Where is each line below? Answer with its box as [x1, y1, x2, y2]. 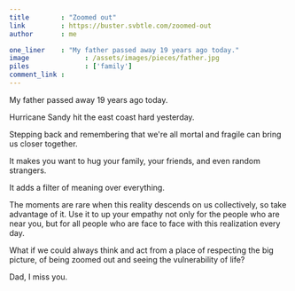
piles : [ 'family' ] [9, 62, 133, 71]
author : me [9, 29, 77, 38]
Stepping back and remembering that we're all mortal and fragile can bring [9, 129, 282, 139]
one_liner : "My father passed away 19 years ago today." [9, 45, 240, 54]
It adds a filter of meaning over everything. [9, 182, 166, 193]
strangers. [9, 165, 47, 176]
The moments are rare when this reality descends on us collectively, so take [9, 199, 287, 209]
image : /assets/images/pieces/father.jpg [9, 54, 220, 63]
